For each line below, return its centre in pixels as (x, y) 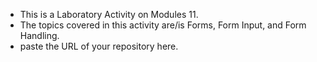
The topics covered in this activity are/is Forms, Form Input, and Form (163, 25)
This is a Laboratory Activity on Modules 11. (109, 14)
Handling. (39, 35)
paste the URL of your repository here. (99, 46)
